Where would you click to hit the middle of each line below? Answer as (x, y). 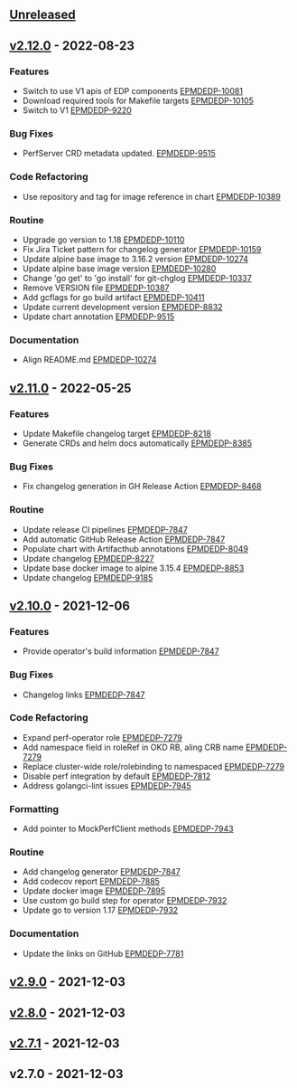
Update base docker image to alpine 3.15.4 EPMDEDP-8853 (133, 568)
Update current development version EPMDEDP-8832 (122, 307)
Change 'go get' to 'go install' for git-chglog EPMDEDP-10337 (137, 278)
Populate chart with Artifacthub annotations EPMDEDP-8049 (135, 549)
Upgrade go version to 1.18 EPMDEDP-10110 (103, 240)
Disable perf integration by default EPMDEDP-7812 (116, 776)
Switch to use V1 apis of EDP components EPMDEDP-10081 (133, 91)
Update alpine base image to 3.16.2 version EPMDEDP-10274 (135, 259)
